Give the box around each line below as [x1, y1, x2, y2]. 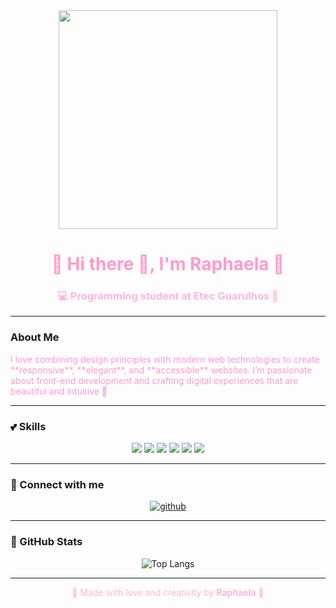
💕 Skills [10, 419, 47, 433]
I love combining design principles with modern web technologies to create [10, 353, 320, 365]
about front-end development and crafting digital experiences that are [10, 374, 299, 386]
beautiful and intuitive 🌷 [10, 385, 108, 397]
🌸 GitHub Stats [10, 535, 83, 549]
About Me [10, 330, 60, 344]
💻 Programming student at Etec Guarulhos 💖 [57, 289, 279, 303]
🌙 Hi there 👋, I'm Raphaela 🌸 [51, 253, 285, 276]
